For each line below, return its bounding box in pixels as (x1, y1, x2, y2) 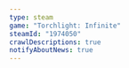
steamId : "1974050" (9, 29, 82, 38)
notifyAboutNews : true (9, 46, 93, 55)
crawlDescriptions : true (9, 37, 101, 47)
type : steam (9, 12, 53, 22)
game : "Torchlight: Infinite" (9, 21, 122, 30)
